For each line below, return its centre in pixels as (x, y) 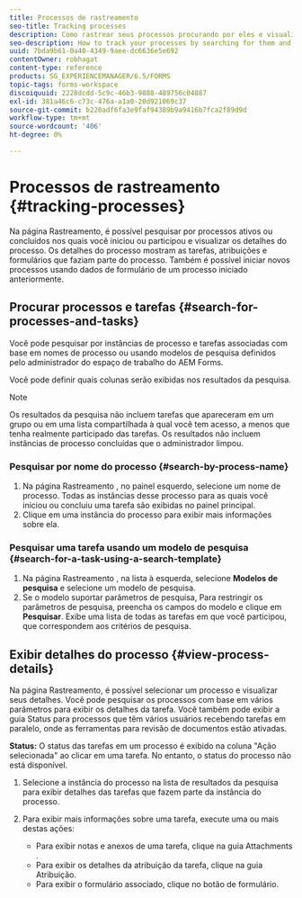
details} (31, 668)
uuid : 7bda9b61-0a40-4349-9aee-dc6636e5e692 (94, 51)
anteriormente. (37, 279)
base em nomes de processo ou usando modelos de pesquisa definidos (143, 353)
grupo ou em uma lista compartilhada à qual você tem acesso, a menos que (150, 424)
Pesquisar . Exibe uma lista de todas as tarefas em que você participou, (155, 616)
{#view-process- (220, 655)
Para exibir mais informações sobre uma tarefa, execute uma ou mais (151, 819)
